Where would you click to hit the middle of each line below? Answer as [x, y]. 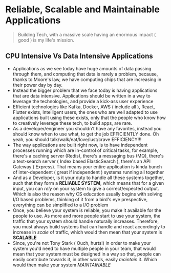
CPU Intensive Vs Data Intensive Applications [79, 56]
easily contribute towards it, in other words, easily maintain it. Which [85, 259]
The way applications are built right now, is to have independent [80, 145]
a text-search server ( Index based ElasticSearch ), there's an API [82, 161]
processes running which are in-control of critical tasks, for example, [85, 150]
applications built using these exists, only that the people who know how [89, 118]
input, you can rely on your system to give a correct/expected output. [86, 188]
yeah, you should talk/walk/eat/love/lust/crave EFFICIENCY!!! [77, 139]
